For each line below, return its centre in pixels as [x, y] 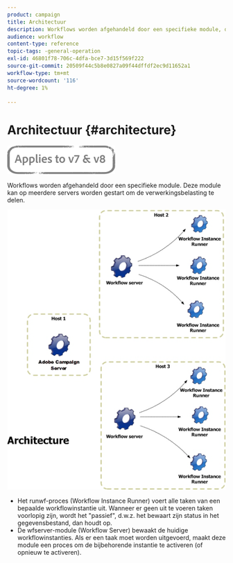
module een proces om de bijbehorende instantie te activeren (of [110, 545]
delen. [16, 200]
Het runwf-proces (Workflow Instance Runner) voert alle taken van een [119, 501]
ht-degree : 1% [28, 88]
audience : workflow [35, 37]
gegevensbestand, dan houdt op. [64, 523]
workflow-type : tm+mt [38, 73]
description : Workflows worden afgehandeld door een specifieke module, [114, 29]
